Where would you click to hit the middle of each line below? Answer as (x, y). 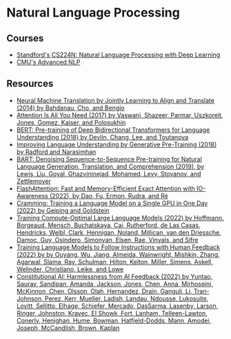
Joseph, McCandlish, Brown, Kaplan (68, 328)
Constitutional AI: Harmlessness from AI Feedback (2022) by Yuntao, (114, 276)
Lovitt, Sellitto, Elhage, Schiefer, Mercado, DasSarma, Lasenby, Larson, (117, 306)
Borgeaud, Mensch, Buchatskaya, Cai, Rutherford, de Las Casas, (108, 225)
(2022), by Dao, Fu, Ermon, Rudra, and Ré (109, 195)
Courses (25, 38)
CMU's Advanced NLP (48, 62)
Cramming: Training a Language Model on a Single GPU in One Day (112, 203)
